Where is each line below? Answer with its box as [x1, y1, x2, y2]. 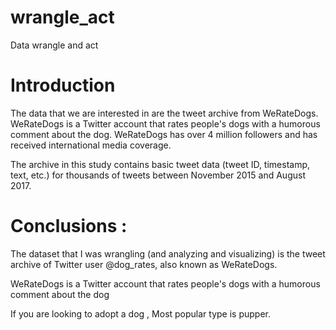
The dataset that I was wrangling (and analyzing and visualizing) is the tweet [10, 247, 326, 260]
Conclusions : [10, 215, 128, 238]
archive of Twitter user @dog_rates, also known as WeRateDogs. [10, 258, 278, 270]
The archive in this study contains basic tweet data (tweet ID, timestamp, [10, 158, 311, 170]
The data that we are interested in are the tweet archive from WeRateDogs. [10, 107, 319, 119]
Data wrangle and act [10, 39, 99, 51]
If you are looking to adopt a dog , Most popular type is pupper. [10, 307, 272, 320]
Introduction [10, 74, 116, 97]
